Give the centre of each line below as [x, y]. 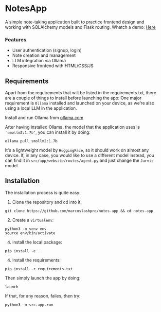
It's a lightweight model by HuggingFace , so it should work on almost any [77, 150]
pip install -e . [23, 251]
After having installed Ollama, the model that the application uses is [72, 127]
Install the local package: [37, 242]
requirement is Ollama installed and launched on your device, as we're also [80, 103]
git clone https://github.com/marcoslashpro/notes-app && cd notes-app [79, 211]
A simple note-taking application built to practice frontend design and [75, 22]
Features [16, 39]
